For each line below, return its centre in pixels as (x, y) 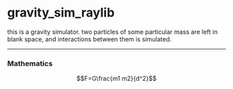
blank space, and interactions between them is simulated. (89, 39)
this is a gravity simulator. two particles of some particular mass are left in (113, 32)
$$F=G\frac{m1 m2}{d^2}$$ (116, 79)
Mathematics (30, 63)
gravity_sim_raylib (61, 13)
